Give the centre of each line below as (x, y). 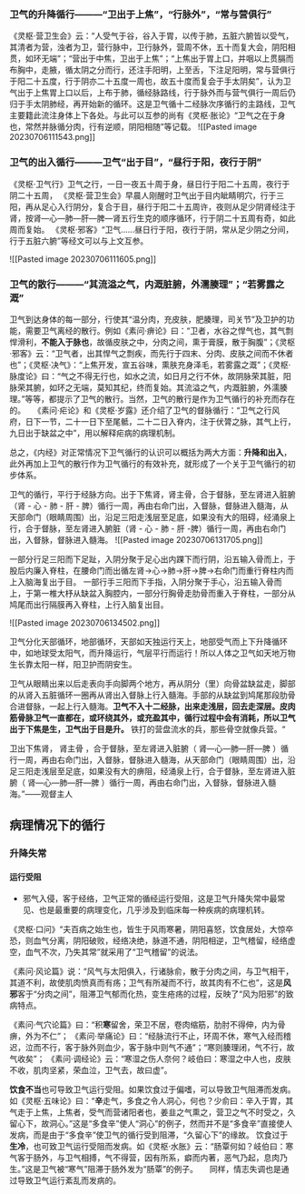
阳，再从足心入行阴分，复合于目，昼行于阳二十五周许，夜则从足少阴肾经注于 (152, 206)
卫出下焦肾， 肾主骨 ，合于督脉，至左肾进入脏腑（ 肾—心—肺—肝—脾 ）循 (149, 748)
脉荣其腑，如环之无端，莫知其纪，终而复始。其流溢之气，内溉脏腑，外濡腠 (148, 387)
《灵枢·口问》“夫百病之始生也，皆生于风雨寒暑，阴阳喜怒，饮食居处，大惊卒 (152, 929)
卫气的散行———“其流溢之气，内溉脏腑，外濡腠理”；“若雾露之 (147, 284)
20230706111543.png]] (52, 137)
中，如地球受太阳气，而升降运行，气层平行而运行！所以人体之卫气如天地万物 (152, 653)
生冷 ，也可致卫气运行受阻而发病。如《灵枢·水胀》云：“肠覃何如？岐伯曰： (148, 1147)
